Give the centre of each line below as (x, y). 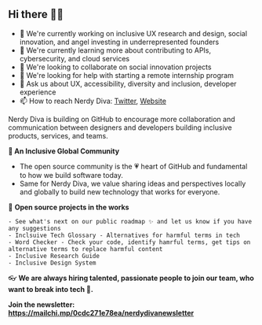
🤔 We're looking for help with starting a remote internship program (126, 75)
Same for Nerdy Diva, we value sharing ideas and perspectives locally (133, 183)
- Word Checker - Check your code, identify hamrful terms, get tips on (129, 242)
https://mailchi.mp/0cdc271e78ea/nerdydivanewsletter (101, 312)
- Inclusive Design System (52, 263)
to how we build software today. (71, 175)
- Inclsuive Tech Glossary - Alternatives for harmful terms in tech (124, 235)
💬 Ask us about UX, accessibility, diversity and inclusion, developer (128, 83)
